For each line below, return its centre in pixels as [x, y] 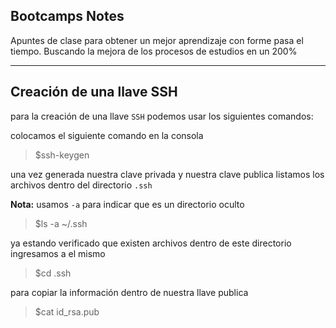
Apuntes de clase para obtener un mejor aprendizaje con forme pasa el [157, 40]
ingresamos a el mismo [58, 253]
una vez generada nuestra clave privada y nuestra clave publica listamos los [167, 174]
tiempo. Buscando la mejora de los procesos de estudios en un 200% [154, 51]
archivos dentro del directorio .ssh [81, 185]
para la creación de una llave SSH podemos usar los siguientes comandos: [162, 116]
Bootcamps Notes [67, 16]
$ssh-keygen [62, 155]
